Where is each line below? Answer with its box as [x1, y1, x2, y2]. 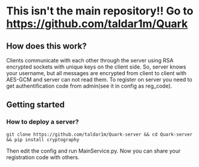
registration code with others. [6, 153, 80, 160]
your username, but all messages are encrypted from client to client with [6, 70, 187, 76]
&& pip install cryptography [6, 136, 80, 142]
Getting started [6, 100, 65, 110]
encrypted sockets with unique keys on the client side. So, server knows [6, 63, 186, 70]
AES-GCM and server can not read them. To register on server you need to [6, 76, 193, 83]
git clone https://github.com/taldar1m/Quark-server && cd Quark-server [6, 131, 193, 138]
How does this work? [6, 41, 87, 51]
